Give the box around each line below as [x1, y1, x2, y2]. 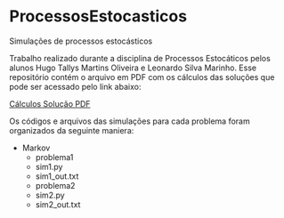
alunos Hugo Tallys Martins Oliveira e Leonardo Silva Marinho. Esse [9, 62, 256, 73]
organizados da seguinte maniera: [9, 125, 134, 135]
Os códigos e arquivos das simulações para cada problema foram [9, 116, 251, 126]
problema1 [35, 151, 74, 162]
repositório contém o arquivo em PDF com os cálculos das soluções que [9, 71, 275, 82]
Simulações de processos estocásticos [9, 36, 153, 46]
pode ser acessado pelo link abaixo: [9, 81, 142, 92]
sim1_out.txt [35, 171, 79, 182]
